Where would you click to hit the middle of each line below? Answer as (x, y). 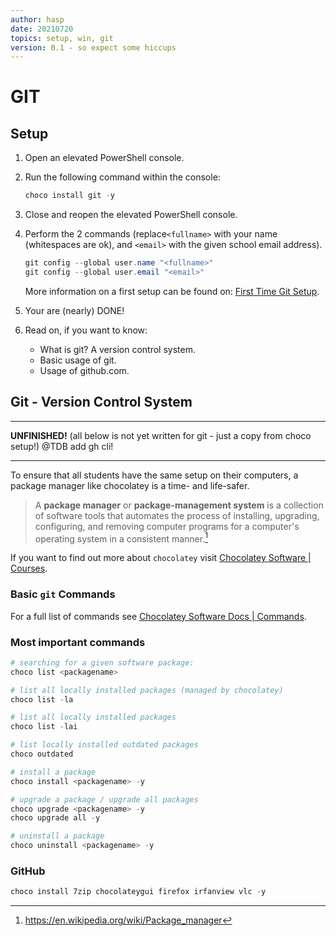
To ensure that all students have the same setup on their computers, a (154, 475)
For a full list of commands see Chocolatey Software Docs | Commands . (158, 616)
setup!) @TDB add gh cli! (62, 446)
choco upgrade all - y (55, 818)
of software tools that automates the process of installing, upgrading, (177, 515)
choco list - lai (44, 727)
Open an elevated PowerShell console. (104, 158)
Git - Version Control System (101, 402)
